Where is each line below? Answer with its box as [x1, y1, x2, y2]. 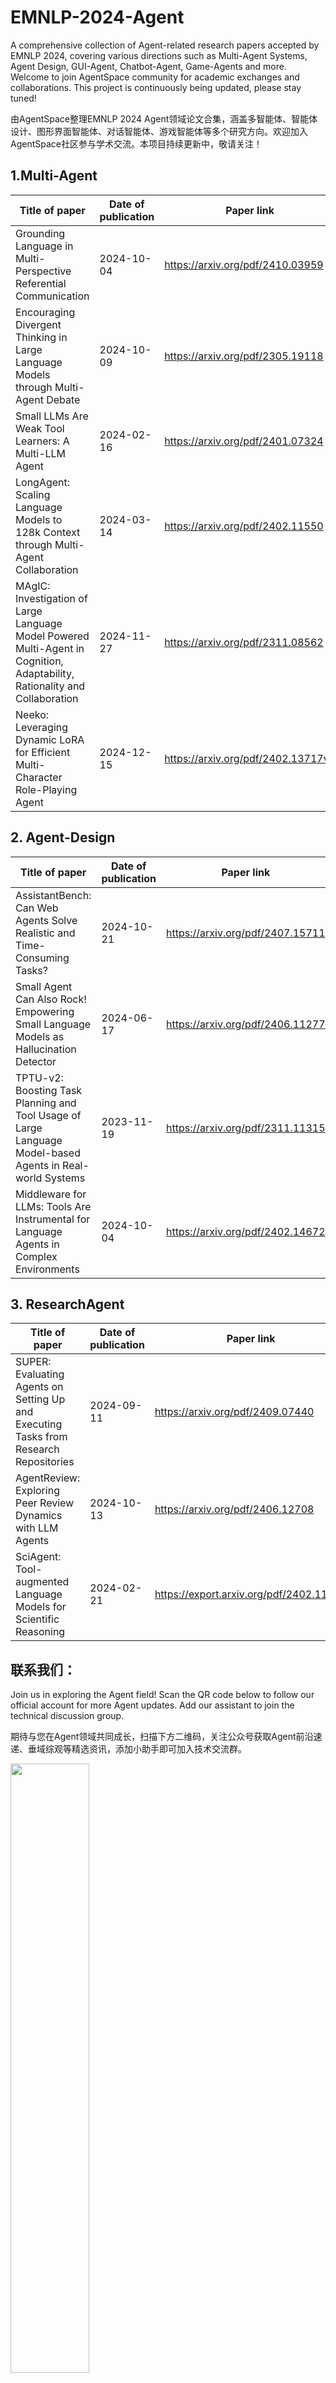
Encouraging [15, 305, 76, 319]
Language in [15, 239, 74, 253]
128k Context [15, 525, 81, 539]
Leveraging [15, 720, 69, 734]
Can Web [15, 901, 59, 915]
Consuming [15, 951, 70, 965]
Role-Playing [15, 782, 78, 796]
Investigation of [15, 591, 88, 605]
